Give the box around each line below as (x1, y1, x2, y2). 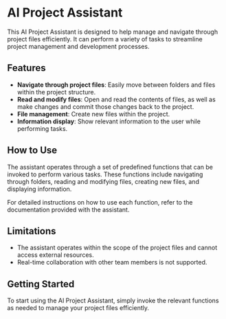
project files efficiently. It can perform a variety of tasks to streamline (7, 34, 203, 43)
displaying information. (7, 185, 72, 193)
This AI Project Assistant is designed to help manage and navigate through (7, 28, 218, 36)
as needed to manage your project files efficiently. (7, 304, 150, 312)
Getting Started (7, 278, 75, 290)
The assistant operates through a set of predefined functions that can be (7, 163, 213, 171)
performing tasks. (16, 124, 68, 132)
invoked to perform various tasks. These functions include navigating (7, 170, 203, 178)
